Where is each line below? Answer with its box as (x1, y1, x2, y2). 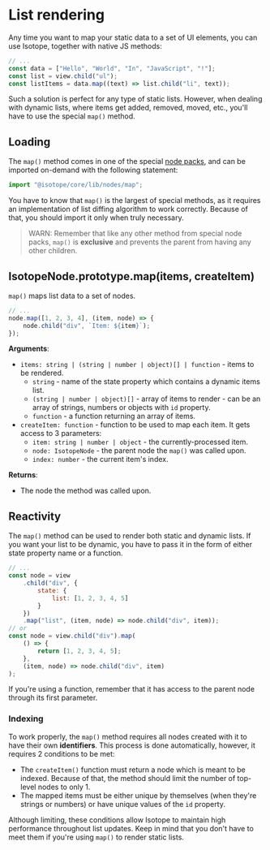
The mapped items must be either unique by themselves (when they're (19, 790, 257, 800)
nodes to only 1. (37, 782, 91, 792)
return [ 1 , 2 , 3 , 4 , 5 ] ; (37, 647, 122, 655)
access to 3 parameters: (19, 429, 102, 438)
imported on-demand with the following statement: (8, 165, 178, 175)
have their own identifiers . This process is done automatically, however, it (8, 740, 255, 750)
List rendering (8, 6, 105, 24)
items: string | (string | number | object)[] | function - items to (19, 360, 255, 369)
